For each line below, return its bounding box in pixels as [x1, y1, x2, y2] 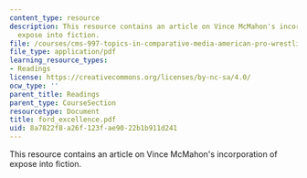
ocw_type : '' [9, 81, 59, 90]
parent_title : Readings [9, 89, 101, 99]
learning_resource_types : [9, 56, 108, 65]
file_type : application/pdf [9, 47, 117, 57]
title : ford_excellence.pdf [9, 115, 117, 124]
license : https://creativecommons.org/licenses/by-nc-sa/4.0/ [9, 73, 251, 82]
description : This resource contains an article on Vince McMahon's [9, 22, 276, 31]
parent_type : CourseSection [9, 98, 117, 108]
